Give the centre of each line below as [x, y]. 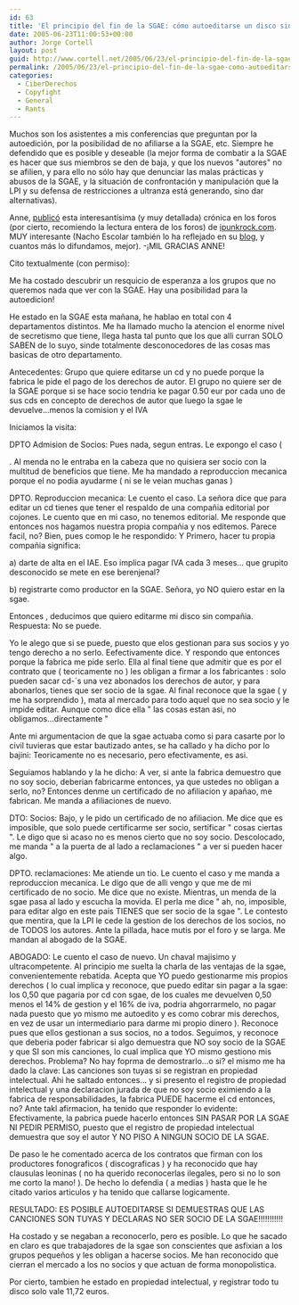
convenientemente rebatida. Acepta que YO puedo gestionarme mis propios [149, 976]
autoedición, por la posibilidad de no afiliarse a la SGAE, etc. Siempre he [141, 144]
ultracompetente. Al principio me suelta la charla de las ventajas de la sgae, [148, 966]
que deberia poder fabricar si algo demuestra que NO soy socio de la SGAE [148, 1042]
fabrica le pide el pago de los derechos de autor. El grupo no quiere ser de [145, 382]
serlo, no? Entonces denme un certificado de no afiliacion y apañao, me [141, 791]
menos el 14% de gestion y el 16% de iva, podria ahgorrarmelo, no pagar [143, 1004]
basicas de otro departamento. [66, 355]
